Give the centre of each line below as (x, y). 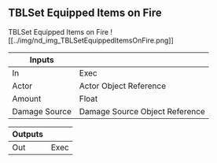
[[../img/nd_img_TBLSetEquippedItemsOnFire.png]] (91, 40)
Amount (27, 98)
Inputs (42, 60)
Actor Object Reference (123, 86)
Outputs (28, 134)
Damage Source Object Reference (142, 111)
